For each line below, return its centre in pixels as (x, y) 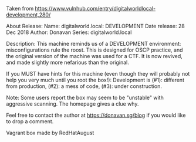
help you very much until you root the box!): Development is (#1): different (95, 80)
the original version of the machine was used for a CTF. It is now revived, (94, 56)
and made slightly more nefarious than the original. (67, 62)
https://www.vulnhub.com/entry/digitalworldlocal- (95, 9)
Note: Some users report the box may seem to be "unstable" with (85, 97)
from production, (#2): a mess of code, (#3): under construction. (84, 86)
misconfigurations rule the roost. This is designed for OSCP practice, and (94, 50)
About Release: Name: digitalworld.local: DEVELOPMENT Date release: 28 (95, 26)
